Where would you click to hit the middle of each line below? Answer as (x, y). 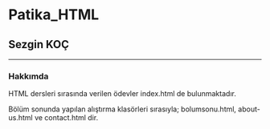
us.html (21, 118)
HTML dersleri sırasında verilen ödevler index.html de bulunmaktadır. (123, 94)
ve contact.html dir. (67, 118)
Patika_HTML (54, 15)
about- (250, 109)
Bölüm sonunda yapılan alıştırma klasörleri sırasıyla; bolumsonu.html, (123, 109)
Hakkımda (29, 76)
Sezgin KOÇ (39, 44)
